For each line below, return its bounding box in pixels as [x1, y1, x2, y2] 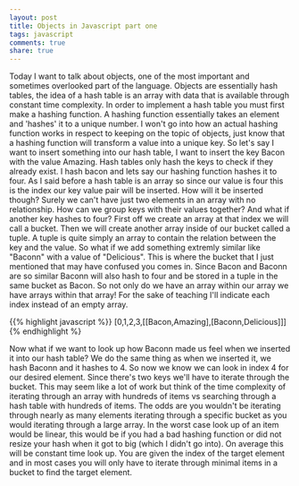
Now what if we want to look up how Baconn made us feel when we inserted [9, 344, 291, 354]
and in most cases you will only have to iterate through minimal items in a [9, 457, 278, 468]
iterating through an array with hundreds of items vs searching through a [9, 391, 277, 402]
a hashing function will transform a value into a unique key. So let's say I [9, 138, 275, 149]
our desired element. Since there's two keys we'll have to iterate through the [9, 372, 290, 383]
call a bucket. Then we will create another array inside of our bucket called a [9, 223, 291, 234]
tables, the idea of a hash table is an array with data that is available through [9, 90, 290, 101]
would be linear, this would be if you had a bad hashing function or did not [9, 429, 282, 439]
